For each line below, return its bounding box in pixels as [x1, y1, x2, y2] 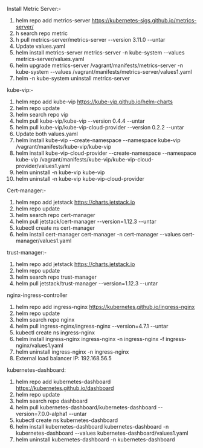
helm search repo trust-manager [15, 273, 97, 281]
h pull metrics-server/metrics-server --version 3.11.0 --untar [15, 36, 166, 43]
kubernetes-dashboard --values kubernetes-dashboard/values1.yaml [15, 429, 188, 437]
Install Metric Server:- [7, 5, 61, 12]
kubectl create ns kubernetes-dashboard [15, 417, 118, 424]
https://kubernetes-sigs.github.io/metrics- [91, 17, 197, 24]
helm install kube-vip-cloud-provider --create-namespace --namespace [15, 149, 196, 157]
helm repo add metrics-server [15, 17, 91, 24]
